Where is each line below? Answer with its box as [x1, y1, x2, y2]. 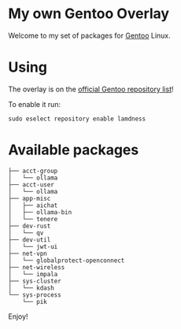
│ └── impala [8, 270, 58, 278]
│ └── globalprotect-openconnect [8, 257, 125, 264]
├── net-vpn [8, 250, 47, 257]
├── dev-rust [8, 222, 51, 230]
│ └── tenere [8, 215, 58, 223]
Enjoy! [8, 312, 29, 321]
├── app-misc [8, 194, 51, 202]
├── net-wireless [8, 263, 65, 272]
